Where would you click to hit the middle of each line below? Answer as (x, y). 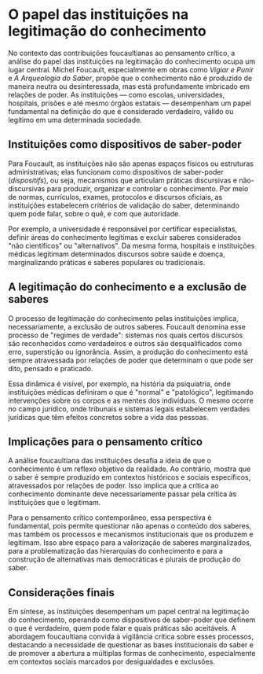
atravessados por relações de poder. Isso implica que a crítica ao (113, 486)
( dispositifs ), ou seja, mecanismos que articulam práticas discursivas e (123, 180)
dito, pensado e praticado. (51, 368)
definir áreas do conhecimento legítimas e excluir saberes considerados (125, 237)
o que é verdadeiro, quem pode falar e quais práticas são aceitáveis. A (122, 628)
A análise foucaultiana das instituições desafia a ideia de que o (110, 461)
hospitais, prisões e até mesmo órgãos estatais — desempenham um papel (130, 103)
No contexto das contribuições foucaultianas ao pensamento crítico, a (122, 53)
